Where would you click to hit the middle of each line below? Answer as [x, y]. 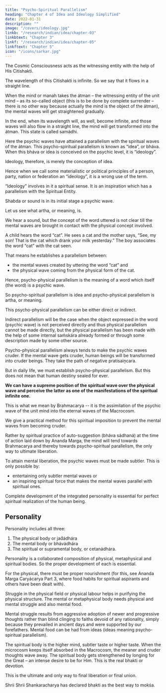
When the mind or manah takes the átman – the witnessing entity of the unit [82, 96]
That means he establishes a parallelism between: [56, 255]
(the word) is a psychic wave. [35, 285]
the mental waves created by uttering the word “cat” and [70, 265]
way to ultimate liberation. [31, 451]
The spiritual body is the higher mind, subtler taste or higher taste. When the [83, 645]
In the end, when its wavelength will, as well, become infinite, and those [78, 121]
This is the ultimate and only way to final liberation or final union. [71, 676]
